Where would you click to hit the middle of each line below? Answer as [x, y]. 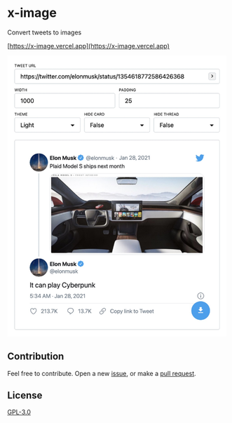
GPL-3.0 [19, 412]
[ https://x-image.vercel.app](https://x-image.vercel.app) [89, 46]
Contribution [36, 357]
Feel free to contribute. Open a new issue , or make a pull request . [102, 373]
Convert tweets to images [45, 32]
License [25, 395]
